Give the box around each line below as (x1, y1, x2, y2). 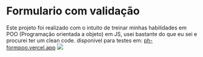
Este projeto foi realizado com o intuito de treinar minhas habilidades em (6, 24, 187, 31)
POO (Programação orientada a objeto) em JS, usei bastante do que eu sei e (6, 30, 198, 37)
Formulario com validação (6, 4, 141, 18)
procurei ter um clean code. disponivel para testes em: (6, 37, 143, 44)
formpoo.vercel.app (6, 44, 56, 51)
